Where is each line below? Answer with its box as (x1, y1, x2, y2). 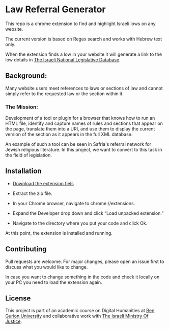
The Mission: (5, 103, 38, 111)
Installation (5, 167, 42, 176)
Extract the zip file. (12, 190, 52, 196)
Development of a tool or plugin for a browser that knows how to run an (5, 115, 155, 121)
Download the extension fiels (12, 180, 74, 186)
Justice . (5, 318, 22, 324)
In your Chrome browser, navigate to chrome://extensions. (12, 200, 135, 206)
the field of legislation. (5, 152, 52, 158)
